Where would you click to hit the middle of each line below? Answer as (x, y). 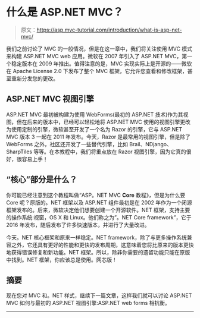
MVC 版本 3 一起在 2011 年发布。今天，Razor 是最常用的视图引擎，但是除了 (99, 137)
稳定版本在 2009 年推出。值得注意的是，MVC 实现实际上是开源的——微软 (101, 64)
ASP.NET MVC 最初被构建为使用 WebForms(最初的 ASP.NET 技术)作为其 (95, 114)
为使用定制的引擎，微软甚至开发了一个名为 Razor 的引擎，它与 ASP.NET (94, 129)
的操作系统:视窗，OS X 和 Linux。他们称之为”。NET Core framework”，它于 (99, 217)
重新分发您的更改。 (35, 78)
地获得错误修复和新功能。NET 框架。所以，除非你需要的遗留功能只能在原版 (98, 252)
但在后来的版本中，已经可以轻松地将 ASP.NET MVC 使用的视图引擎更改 (104, 122)
